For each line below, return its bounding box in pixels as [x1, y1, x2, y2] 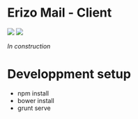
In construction [7, 42, 51, 50]
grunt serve [17, 104, 51, 112]
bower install [17, 96, 54, 104]
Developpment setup [7, 66, 131, 82]
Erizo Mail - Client [7, 5, 112, 21]
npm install [17, 89, 49, 98]
